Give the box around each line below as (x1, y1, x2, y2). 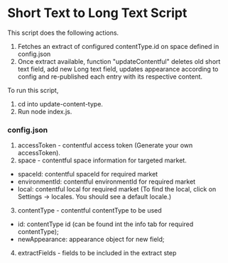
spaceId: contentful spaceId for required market (17, 170, 158, 179)
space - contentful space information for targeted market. (17, 156, 187, 164)
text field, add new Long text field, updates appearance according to (17, 65, 219, 73)
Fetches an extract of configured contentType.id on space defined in (17, 42, 219, 50)
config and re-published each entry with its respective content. (17, 72, 203, 81)
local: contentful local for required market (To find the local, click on (17, 185, 217, 194)
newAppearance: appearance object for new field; (17, 235, 165, 244)
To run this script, (7, 86, 59, 94)
